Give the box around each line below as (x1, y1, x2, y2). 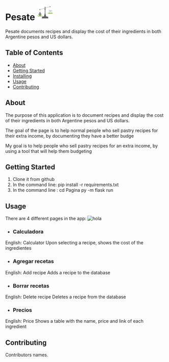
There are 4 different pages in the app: (5, 216, 87, 222)
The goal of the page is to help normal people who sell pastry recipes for (5, 127, 158, 134)
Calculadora (12, 228, 44, 236)
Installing (12, 73, 32, 79)
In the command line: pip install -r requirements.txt (12, 182, 119, 188)
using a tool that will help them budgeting (5, 148, 92, 154)
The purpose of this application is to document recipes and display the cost (5, 112, 164, 118)
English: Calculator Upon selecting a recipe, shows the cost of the (5, 240, 144, 246)
